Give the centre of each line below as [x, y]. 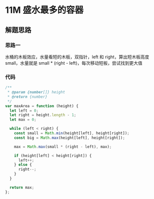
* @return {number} [27, 97]
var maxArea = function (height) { [42, 106]
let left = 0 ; [24, 111]
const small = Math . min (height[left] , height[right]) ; [72, 133]
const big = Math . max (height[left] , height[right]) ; [70, 138]
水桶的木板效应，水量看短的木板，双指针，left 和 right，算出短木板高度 [77, 57]
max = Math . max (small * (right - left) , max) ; [63, 147]
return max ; [22, 187]
